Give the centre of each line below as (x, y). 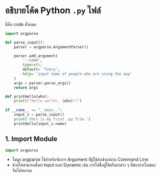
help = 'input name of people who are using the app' (78, 74)
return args (26, 88)
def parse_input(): (25, 42)
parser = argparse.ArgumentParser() (51, 47)
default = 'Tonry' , (41, 69)
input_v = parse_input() (39, 115)
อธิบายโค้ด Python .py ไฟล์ (53, 11)
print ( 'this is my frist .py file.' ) (52, 119)
